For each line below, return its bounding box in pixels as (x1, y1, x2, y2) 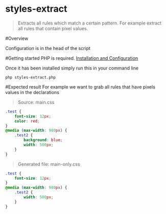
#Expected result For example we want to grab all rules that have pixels (5, 84, 156, 90)
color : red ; (14, 118, 40, 124)
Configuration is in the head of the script (5, 45, 91, 51)
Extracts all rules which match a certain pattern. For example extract (17, 20, 162, 26)
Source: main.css (17, 99, 55, 105)
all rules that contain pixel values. (17, 25, 88, 31)
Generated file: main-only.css (17, 161, 80, 167)
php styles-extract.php (5, 75, 56, 80)
